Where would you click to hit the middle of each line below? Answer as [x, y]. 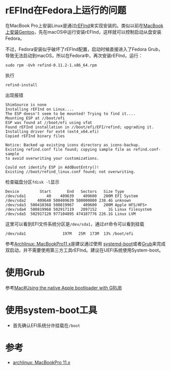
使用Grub [25, 273]
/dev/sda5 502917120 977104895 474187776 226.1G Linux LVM [71, 214]
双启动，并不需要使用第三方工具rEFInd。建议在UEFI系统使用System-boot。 [84, 250]
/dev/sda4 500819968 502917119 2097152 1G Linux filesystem [79, 209]
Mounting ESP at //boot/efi [35, 118]
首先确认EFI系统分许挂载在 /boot [46, 325]
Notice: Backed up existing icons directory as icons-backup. [73, 145]
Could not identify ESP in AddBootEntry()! [52, 167]
